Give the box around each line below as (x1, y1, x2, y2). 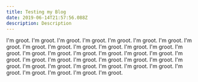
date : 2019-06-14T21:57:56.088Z (6, 15, 88, 21)
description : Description (6, 20, 71, 26)
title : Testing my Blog (6, 9, 67, 15)
